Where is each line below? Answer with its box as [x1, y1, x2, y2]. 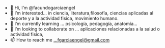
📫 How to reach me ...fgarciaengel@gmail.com [10, 37, 110, 42]
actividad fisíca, [10, 31, 44, 37]
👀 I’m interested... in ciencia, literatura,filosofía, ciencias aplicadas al [10, 10, 154, 16]
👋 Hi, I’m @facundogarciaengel [10, 5, 75, 10]
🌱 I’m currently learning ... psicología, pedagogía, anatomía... [10, 20, 137, 26]
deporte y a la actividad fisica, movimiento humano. [10, 15, 119, 21]
